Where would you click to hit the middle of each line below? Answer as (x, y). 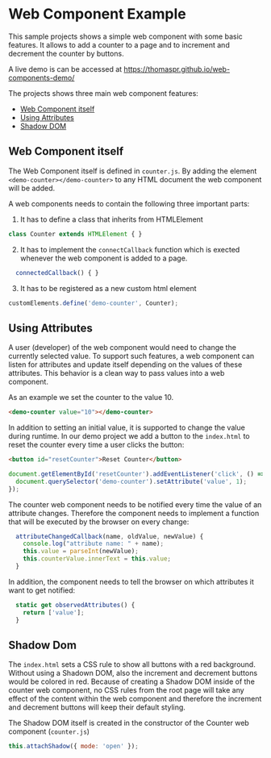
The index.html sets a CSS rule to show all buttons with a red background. (132, 664)
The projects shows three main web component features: (104, 93)
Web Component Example (98, 14)
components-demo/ (42, 77)
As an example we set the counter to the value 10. (91, 398)
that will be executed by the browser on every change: (99, 522)
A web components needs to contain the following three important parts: (129, 203)
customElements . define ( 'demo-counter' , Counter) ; (94, 303)
